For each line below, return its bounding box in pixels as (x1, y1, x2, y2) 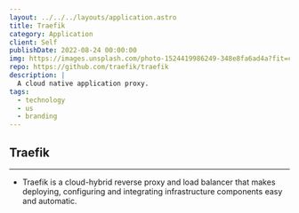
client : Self (9, 37, 58, 47)
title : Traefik (9, 21, 66, 30)
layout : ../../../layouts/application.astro (9, 12, 177, 22)
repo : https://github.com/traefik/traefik (9, 63, 169, 72)
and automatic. (21, 195, 77, 206)
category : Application (9, 29, 93, 38)
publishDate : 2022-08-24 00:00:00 (9, 46, 138, 55)
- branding (17, 112, 58, 121)
